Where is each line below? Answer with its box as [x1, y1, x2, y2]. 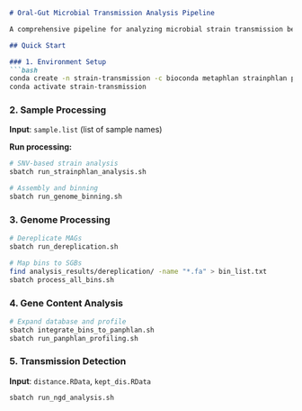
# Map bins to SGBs [9, 258, 83, 268]
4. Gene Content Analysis [9, 297, 124, 309]
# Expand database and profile [9, 316, 127, 326]
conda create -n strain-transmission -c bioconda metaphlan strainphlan [9, 74, 288, 83]
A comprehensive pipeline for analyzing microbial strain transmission [9, 24, 283, 33]
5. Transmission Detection [9, 355, 127, 368]
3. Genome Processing [9, 213, 111, 225]
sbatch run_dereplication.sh [9, 242, 119, 251]
